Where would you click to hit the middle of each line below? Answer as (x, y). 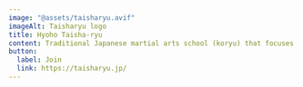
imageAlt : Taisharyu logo (57, 26)
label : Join (40, 60)
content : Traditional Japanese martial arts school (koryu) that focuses (151, 43)
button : (23, 52)
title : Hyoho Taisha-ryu (56, 34)
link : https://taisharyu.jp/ (72, 69)
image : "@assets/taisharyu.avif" (72, 18)
